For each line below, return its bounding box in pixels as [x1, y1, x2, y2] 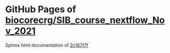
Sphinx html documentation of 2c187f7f [5, 42, 89, 48]
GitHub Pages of [5, 4, 76, 15]
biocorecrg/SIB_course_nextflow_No [5, 14, 165, 26]
